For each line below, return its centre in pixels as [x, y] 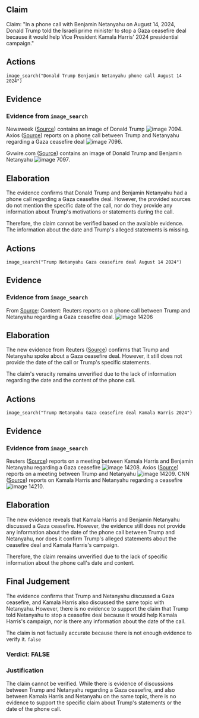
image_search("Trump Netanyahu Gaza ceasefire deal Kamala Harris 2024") [99, 413]
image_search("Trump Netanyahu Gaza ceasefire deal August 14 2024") [94, 262]
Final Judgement [38, 582]
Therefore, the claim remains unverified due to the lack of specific [87, 556]
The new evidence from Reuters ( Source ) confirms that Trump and [88, 350]
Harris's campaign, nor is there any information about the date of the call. [96, 621]
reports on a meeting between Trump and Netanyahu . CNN [98, 473]
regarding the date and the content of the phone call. [71, 380]
